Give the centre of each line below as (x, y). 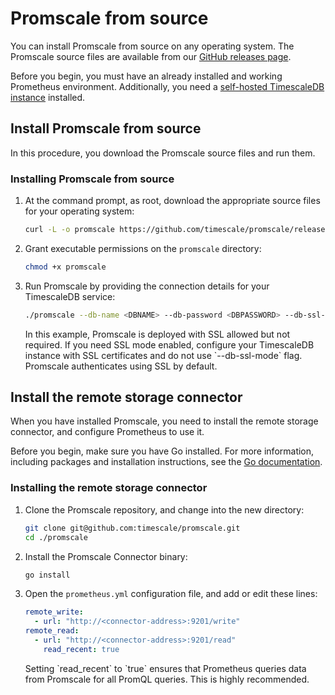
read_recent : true (81, 649)
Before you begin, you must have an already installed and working (146, 76)
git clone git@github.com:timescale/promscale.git (132, 528)
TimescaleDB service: (70, 296)
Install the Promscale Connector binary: (106, 556)
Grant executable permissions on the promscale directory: (143, 248)
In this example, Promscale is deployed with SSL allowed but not (157, 334)
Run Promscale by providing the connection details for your (147, 286)
